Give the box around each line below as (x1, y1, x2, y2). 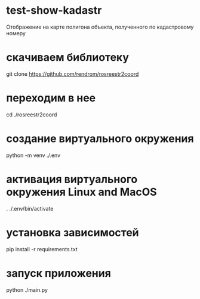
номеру (6, 29, 26, 36)
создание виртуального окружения (6, 132, 194, 145)
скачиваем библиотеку (6, 51, 130, 64)
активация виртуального (6, 172, 138, 186)
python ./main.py (6, 286, 48, 293)
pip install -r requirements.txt (6, 245, 78, 252)
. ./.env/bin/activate (6, 205, 54, 212)
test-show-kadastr (6, 4, 102, 17)
